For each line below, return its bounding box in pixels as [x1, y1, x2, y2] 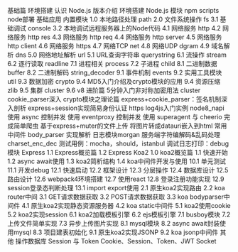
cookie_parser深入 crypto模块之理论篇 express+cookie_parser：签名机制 [7, 95, 222, 103]
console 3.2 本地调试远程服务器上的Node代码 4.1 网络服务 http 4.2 [27, 24, 222, 32]
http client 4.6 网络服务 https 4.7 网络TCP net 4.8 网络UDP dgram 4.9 [7, 42, 210, 50]
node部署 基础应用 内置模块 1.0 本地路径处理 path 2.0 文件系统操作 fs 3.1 [7, 15, 219, 23]
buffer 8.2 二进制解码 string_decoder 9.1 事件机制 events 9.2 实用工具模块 [7, 68, 222, 77]
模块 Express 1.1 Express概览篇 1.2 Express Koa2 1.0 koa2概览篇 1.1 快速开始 [7, 148, 229, 156]
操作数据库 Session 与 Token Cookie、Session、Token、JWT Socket [15, 237, 217, 245]
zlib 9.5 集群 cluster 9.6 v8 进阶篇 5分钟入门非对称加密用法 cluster [7, 86, 201, 94]
